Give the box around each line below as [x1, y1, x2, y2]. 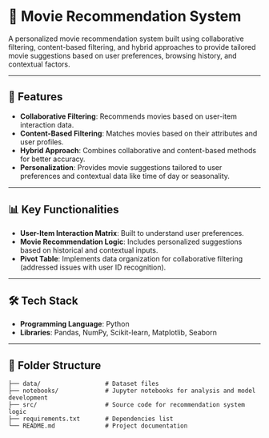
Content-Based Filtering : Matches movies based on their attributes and [19, 128, 258, 138]
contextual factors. [8, 59, 70, 69]
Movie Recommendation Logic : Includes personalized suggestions [19, 237, 243, 246]
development [8, 394, 48, 402]
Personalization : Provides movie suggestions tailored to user [19, 162, 223, 172]
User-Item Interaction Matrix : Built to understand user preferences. [19, 228, 244, 237]
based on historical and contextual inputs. [19, 245, 159, 255]
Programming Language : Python [19, 319, 130, 329]
